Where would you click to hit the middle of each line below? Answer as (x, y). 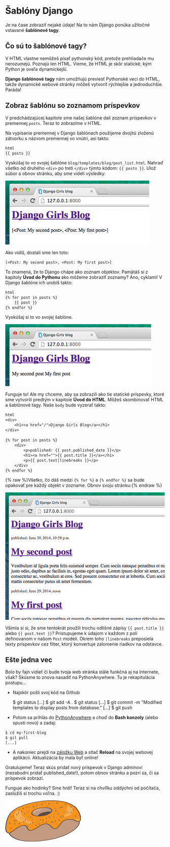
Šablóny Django (39, 11)
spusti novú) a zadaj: (34, 723)
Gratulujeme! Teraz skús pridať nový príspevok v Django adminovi (74, 768)
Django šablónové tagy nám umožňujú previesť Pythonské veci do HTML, (82, 79)
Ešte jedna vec (29, 660)
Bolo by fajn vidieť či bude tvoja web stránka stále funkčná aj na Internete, (82, 672)
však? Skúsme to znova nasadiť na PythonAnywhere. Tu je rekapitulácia (80, 677)
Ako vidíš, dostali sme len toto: (37, 252)
